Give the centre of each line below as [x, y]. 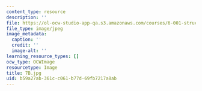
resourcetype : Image [32, 67]
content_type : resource [36, 12]
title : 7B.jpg [24, 73]
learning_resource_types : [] [43, 56]
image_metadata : [26, 34]
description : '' [26, 17]
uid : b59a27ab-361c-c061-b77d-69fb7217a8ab [62, 78]
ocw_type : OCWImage [31, 62]
